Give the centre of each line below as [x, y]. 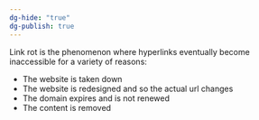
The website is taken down [72, 78]
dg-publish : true [42, 26]
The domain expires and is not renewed [96, 98]
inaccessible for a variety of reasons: [78, 61]
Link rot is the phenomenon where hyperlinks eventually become [129, 51]
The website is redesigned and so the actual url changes [128, 88]
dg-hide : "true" [40, 18]
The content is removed [66, 107]
